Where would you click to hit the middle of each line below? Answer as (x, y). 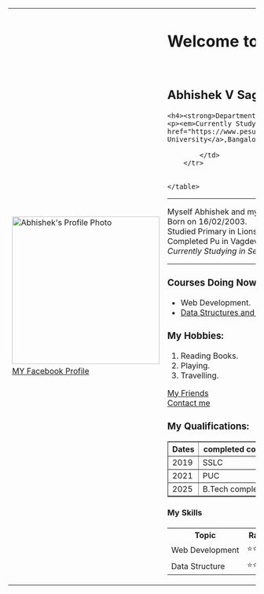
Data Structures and (218, 312)
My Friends (188, 393)
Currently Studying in (207, 251)
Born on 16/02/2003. (207, 221)
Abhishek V (201, 94)
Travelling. (200, 375)
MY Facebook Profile (51, 371)
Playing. (195, 365)
